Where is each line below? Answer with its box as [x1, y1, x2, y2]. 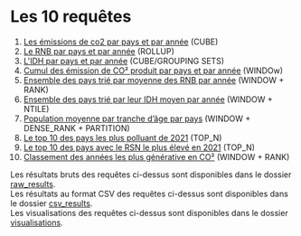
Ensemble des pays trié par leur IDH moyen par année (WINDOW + [23, 93, 274, 105]
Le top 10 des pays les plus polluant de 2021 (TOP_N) [23, 132, 222, 143]
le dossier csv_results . [10, 197, 93, 209]
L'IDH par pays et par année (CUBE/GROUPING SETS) [23, 55, 225, 66]
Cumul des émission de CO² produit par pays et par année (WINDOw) [23, 65, 284, 76]
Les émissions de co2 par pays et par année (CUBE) [23, 36, 219, 47]
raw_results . [10, 178, 56, 189]
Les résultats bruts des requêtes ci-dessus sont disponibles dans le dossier [10, 169, 292, 180]
